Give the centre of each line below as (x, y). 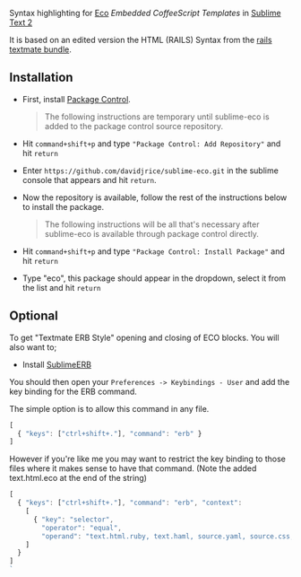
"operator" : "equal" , (82, 528)
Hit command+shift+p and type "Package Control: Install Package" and (153, 251)
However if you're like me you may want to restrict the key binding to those (148, 459)
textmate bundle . (40, 49)
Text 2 (21, 22)
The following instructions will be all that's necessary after (152, 224)
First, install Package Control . (77, 99)
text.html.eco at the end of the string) (78, 478)
